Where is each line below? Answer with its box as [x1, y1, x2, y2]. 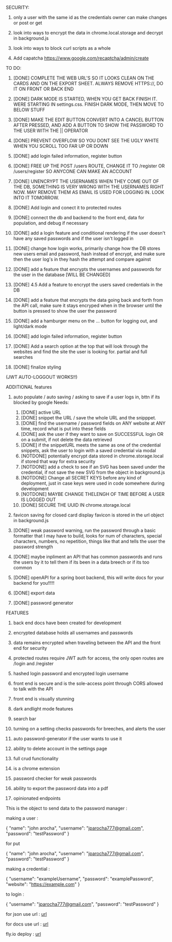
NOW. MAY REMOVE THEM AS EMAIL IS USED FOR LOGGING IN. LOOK [13, 189, 164, 195]
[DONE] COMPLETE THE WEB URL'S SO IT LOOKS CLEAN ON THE [13, 75, 155, 81]
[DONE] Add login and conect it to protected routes [13, 205, 122, 210]
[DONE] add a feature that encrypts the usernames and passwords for [13, 266, 162, 272]
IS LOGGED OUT [20, 496, 56, 503]
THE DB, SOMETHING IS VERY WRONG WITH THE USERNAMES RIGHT [13, 184, 164, 189]
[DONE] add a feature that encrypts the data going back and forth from [13, 297, 163, 303]
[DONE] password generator [13, 600, 74, 606]
